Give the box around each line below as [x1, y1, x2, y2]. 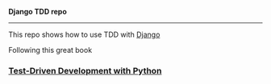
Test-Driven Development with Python [8, 65, 162, 76]
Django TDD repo [8, 7, 67, 16]
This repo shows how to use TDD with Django [8, 30, 161, 39]
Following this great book [8, 46, 93, 54]
